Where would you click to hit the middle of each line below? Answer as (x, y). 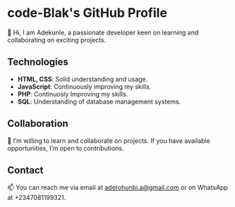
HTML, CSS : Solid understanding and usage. (83, 79)
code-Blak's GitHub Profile (88, 13)
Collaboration (38, 124)
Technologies (38, 62)
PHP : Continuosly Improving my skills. (73, 94)
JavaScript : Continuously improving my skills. (84, 87)
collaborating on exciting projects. (57, 39)
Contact (25, 170)
